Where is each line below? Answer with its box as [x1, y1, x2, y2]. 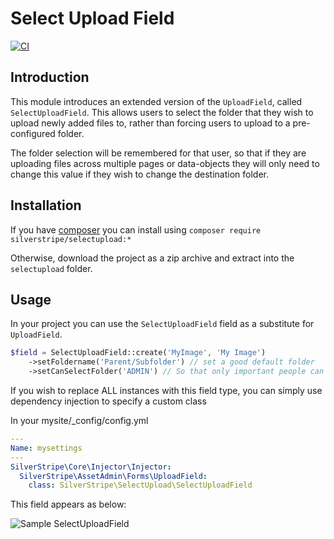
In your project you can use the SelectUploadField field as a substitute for [10, 318, 315, 330]
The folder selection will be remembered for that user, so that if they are [10, 147, 307, 159]
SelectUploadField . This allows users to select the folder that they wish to [10, 106, 314, 118]
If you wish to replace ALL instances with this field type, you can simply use [10, 385, 323, 396]
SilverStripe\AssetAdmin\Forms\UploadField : [19, 471, 208, 481]
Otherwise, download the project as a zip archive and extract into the [10, 252, 295, 264]
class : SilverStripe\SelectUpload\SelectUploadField [28, 480, 253, 491]
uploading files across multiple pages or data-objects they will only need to [10, 157, 320, 169]
